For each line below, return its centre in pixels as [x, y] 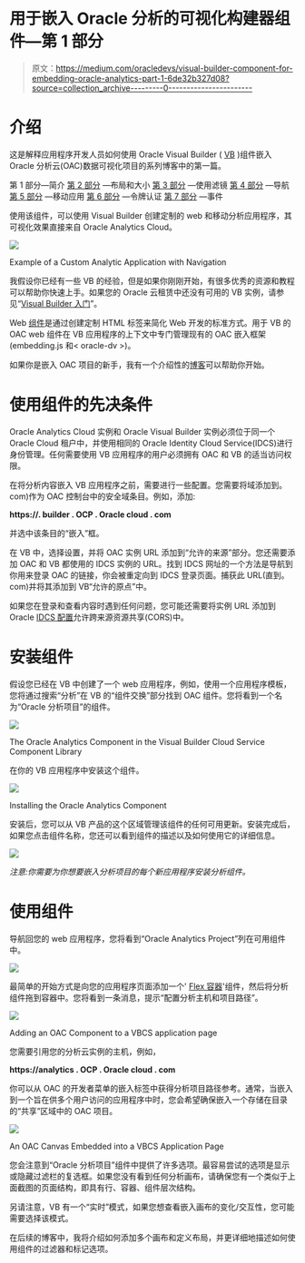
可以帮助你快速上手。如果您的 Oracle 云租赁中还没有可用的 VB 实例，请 [143, 292]
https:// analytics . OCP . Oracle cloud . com [93, 1069]
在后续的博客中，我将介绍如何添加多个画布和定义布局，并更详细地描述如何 [148, 1237]
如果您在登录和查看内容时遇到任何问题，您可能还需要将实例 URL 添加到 [143, 605]
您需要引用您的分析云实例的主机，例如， [85, 1051]
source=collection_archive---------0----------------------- [142, 88]
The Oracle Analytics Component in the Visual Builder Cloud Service [137, 741]
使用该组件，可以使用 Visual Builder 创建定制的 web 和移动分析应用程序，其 [151, 215]
